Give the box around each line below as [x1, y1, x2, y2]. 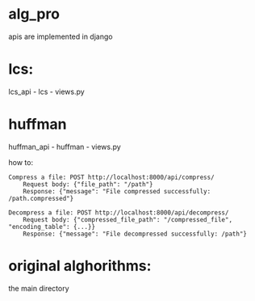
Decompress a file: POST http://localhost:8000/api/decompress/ [8, 208, 229, 217]
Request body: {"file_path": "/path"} [23, 180, 153, 189]
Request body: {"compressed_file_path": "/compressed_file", [23, 215, 232, 223]
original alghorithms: [8, 256, 152, 275]
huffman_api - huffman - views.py [8, 142, 121, 151]
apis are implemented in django [8, 32, 113, 41]
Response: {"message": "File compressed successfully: [23, 187, 211, 195]
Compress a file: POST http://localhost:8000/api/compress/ [8, 173, 215, 181]
